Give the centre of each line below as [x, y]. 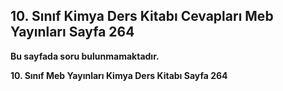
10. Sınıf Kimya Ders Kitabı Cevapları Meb [142, 16]
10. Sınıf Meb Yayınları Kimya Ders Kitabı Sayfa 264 [119, 75]
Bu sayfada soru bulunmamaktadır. [85, 56]
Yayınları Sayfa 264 [72, 32]
